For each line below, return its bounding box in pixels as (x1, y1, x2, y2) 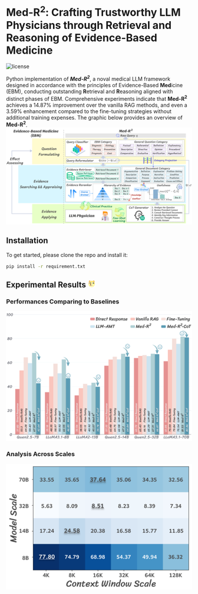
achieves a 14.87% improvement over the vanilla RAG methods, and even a (6, 101, 187, 108)
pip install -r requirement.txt (6, 263, 85, 269)
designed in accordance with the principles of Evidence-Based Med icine (6, 81, 183, 88)
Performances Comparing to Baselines (6, 298, 120, 306)
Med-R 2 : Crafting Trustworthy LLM (6, 4, 181, 19)
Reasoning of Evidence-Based (6, 31, 158, 44)
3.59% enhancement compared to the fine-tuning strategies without (6, 107, 172, 115)
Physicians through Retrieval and (6, 18, 172, 32)
